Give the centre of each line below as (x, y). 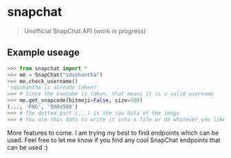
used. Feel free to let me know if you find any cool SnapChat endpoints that (114, 140)
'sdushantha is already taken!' (53, 88)
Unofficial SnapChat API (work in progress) (85, 31)
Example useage (44, 53)
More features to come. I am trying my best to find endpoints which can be (113, 133)
